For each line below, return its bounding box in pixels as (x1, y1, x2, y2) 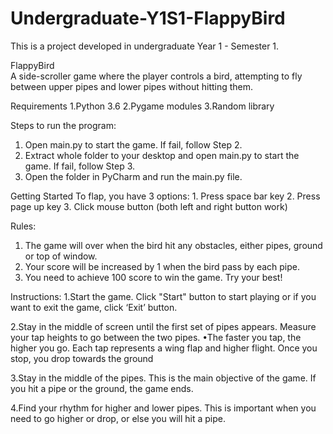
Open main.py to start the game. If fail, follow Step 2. (24, 138, 243, 151)
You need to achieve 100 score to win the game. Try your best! (24, 271, 283, 283)
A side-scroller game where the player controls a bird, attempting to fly (10, 70, 303, 82)
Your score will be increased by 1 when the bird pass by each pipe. (24, 260, 300, 272)
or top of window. (24, 250, 98, 262)
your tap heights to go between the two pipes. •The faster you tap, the (10, 331, 302, 343)
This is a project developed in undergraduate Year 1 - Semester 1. (10, 40, 280, 52)
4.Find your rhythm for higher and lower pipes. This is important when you (10, 402, 317, 414)
